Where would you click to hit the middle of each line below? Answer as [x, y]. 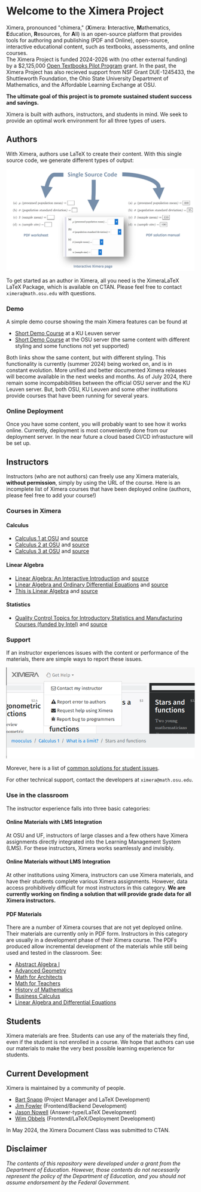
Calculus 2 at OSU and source [52, 545]
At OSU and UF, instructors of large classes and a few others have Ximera [97, 835]
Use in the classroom [37, 795]
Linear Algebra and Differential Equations [66, 1002]
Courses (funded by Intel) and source [61, 624]
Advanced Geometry [41, 971]
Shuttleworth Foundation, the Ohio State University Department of [87, 78]
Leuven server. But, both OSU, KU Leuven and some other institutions [92, 389]
